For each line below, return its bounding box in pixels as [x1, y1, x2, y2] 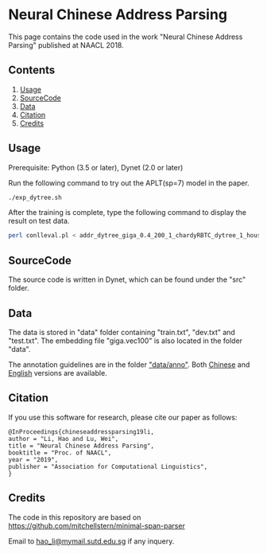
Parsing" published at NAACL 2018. [8, 40, 125, 49]
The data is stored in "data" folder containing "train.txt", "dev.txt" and [8, 327, 236, 337]
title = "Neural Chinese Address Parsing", [8, 442, 155, 450]
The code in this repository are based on [8, 512, 141, 522]
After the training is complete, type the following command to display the [8, 208, 246, 217]
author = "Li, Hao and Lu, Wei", [8, 435, 119, 443]
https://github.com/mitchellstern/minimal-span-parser [8, 521, 185, 530]
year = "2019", [8, 455, 59, 463]
